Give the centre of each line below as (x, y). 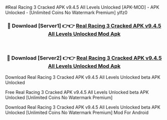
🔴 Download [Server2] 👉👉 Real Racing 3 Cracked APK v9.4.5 (84, 58)
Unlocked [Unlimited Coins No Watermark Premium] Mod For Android (77, 112)
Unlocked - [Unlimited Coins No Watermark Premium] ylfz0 (66, 12)
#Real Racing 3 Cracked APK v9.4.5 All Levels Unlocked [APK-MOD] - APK (82, 7)
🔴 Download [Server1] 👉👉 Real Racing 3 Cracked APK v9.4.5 (84, 25)
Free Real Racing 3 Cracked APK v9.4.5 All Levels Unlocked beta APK (77, 92)
